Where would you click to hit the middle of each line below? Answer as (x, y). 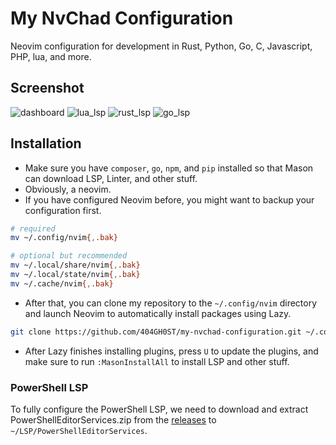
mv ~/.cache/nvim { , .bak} (62, 283)
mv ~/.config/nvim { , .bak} (64, 238)
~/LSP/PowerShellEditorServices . (79, 430)
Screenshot (47, 88)
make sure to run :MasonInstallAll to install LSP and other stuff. (157, 361)
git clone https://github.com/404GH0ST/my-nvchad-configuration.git (156, 332)
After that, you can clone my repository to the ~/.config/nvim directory (171, 303)
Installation (46, 143)
